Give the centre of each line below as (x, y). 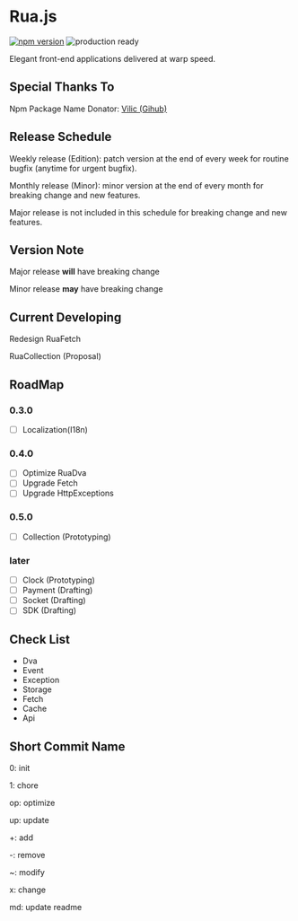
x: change (28, 890)
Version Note (47, 250)
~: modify (27, 872)
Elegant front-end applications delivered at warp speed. (113, 58)
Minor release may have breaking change (86, 289)
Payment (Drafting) (57, 591)
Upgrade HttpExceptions (68, 493)
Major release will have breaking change (84, 272)
